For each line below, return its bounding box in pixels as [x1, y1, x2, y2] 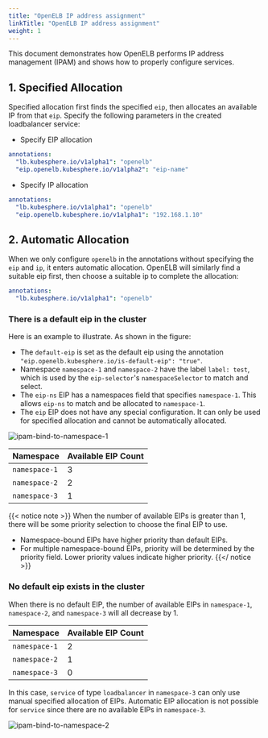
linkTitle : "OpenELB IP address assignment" [8, 19, 160, 27]
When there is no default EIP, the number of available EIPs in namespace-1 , [8, 599, 253, 609]
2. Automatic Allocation [8, 233, 130, 247]
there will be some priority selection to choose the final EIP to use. [8, 520, 228, 529]
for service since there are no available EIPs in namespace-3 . [8, 704, 207, 714]
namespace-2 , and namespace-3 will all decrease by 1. [8, 607, 179, 617]
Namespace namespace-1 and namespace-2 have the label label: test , [19, 364, 250, 375]
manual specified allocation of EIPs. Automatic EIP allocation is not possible [8, 696, 259, 706]
